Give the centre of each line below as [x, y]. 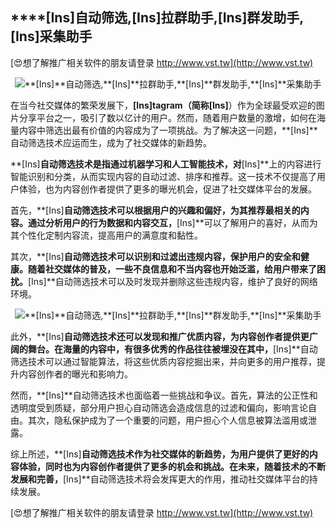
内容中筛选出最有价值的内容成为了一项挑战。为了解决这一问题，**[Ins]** [168, 130]
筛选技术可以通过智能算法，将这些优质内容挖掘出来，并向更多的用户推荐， [163, 361]
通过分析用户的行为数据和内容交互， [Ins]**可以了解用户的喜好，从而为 [172, 222]
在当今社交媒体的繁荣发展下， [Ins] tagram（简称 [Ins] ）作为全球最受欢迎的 [163, 105]
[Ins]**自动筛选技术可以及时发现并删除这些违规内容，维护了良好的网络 [173, 281]
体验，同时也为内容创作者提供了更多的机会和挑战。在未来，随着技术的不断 [172, 466]
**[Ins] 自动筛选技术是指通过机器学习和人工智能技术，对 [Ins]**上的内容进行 [166, 164]
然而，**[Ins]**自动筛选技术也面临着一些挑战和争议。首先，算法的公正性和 [164, 395]
